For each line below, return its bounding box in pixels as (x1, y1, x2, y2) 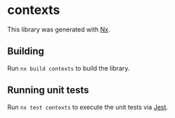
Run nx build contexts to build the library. (7, 64, 130, 72)
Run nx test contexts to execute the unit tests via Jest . (7, 103, 169, 111)
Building (7, 45, 44, 57)
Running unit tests (7, 84, 89, 96)
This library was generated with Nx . (7, 25, 110, 34)
